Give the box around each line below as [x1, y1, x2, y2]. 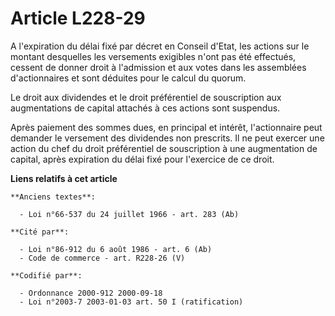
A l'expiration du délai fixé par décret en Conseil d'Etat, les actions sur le [10, 40, 310, 52]
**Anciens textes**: [10, 192, 97, 202]
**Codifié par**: [10, 270, 83, 281]
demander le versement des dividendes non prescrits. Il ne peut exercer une [10, 132, 325, 144]
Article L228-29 [10, 7, 146, 30]
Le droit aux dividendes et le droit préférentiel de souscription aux [10, 91, 282, 103]
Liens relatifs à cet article [10, 172, 118, 184]
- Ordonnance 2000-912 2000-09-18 [19, 288, 163, 298]
